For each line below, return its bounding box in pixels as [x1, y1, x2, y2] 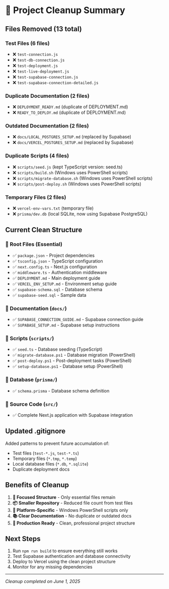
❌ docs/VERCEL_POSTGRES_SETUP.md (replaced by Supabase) [12, 140, 134, 146]
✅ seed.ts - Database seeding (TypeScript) [12, 346, 103, 352]
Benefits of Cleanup [5, 481, 69, 489]
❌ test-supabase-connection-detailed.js [12, 79, 99, 85]
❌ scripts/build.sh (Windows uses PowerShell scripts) [12, 169, 128, 175]
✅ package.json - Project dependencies [12, 252, 95, 258]
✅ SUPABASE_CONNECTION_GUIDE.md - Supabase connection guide [12, 316, 143, 322]
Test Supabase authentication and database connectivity [12, 553, 131, 559]
